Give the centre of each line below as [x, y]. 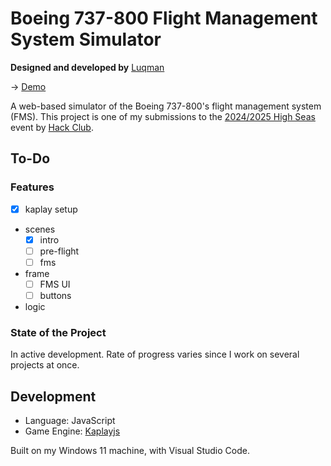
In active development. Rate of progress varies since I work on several [155, 354]
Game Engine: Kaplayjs [72, 431]
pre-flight [59, 251]
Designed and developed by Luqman [87, 67]
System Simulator [86, 39]
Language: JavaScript [70, 421]
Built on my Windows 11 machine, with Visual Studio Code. [130, 451]
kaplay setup [51, 209]
